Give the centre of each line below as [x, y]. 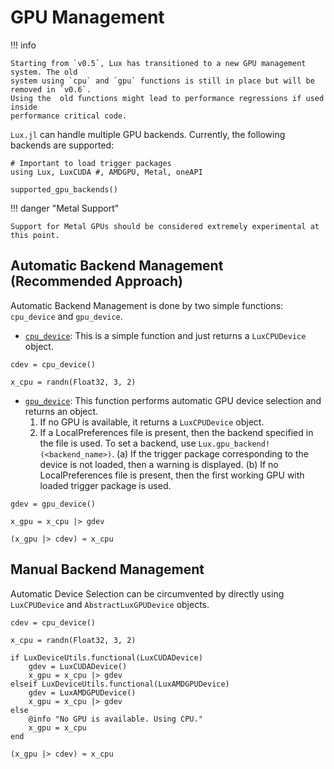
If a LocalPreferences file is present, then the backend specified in [176, 432]
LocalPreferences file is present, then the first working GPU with [172, 475]
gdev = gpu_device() [53, 504]
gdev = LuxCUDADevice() [78, 666]
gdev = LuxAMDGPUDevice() [82, 692]
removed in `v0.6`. [51, 89]
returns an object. [61, 411]
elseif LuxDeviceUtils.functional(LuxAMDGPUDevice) [120, 684]
